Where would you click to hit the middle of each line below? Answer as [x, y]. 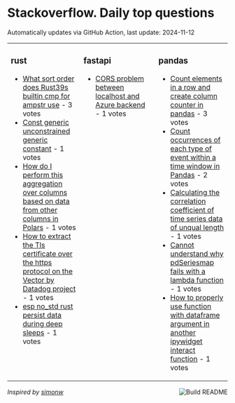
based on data [46, 201]
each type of [191, 149]
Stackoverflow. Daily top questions [111, 13]
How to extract [47, 236]
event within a [193, 157]
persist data [42, 315]
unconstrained [47, 131]
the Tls [34, 245]
